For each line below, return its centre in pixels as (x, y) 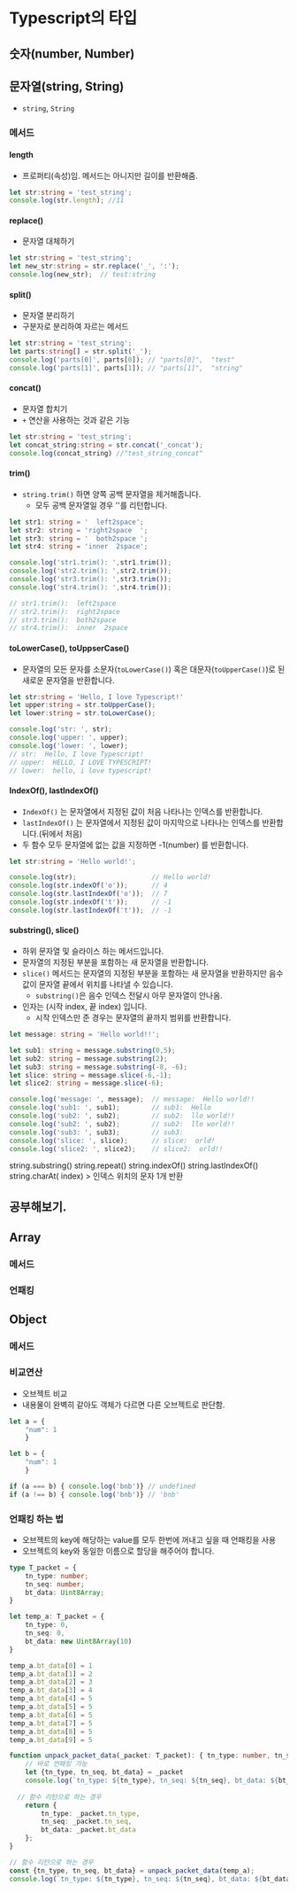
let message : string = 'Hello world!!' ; (85, 1035)
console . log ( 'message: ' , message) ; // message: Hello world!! (132, 1100)
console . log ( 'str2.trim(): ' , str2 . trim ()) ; (91, 571)
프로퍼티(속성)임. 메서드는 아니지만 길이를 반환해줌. (110, 175)
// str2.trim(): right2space (65, 611)
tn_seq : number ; (55, 1584)
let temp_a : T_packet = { (57, 1617)
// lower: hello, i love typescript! (80, 771)
